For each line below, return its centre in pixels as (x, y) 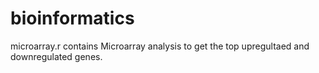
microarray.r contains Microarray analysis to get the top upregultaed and (160, 46)
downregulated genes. (56, 56)
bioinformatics (72, 18)
